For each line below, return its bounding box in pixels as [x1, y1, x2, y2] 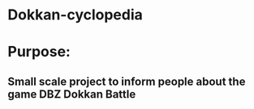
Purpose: [7, 43, 71, 61]
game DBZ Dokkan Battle [7, 87, 136, 101]
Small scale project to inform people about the [7, 74, 246, 88]
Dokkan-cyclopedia [7, 6, 144, 24]
